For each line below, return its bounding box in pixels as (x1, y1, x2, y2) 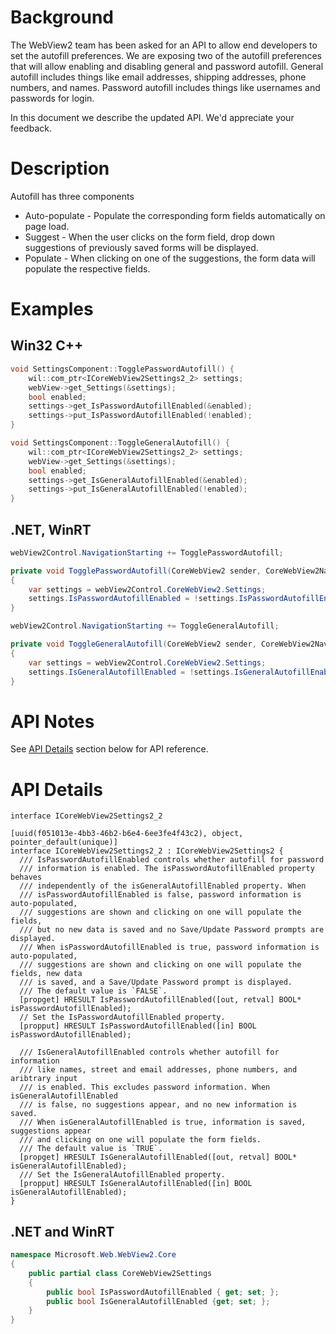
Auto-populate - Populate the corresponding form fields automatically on (24, 209, 326, 221)
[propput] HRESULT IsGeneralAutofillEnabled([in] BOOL (19, 1179, 253, 1189)
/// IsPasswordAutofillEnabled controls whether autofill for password (19, 855, 325, 865)
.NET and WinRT (10, 1223, 115, 1240)
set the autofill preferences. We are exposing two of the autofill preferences (10, 49, 322, 61)
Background (10, 6, 114, 29)
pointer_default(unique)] (10, 837, 118, 848)
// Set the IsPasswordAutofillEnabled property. (19, 1012, 226, 1023)
